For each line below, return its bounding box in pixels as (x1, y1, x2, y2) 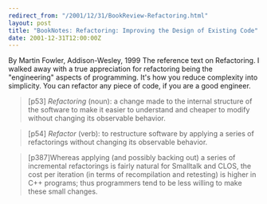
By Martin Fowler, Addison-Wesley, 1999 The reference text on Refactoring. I (8, 56, 260, 65)
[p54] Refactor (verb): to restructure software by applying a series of (27, 129, 255, 139)
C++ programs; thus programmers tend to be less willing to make (27, 178, 242, 188)
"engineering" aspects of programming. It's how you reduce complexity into (8, 73, 258, 82)
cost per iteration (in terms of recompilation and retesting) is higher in (27, 170, 257, 179)
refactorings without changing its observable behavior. (27, 137, 208, 147)
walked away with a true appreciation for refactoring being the (8, 65, 213, 74)
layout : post (8, 19, 52, 27)
